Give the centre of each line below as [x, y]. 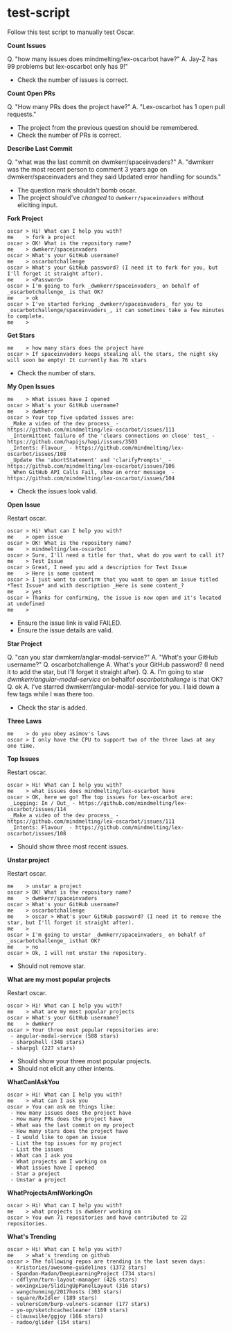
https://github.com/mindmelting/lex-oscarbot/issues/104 [91, 478]
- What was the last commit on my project [72, 1125]
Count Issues [27, 45]
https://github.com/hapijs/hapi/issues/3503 [72, 442]
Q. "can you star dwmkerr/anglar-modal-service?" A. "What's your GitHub [113, 657]
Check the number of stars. [56, 373]
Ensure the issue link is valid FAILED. [69, 623]
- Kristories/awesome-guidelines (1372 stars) [79, 1267]
